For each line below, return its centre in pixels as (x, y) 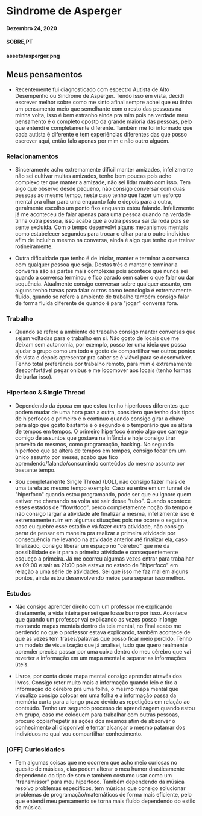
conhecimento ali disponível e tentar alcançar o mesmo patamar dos (100, 727)
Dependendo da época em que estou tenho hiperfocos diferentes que (102, 405)
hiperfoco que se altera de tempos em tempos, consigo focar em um (100, 451)
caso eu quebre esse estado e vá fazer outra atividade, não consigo (99, 526)
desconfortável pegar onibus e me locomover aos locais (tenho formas (103, 370)
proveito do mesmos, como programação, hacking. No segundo (94, 444)
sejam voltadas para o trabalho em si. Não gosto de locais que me (97, 338)
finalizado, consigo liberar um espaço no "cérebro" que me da (92, 545)
